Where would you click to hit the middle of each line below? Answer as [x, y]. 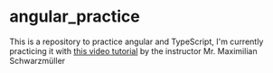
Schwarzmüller [38, 60]
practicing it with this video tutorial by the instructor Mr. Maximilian [133, 50]
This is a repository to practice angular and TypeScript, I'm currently [136, 41]
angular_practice [75, 17]
